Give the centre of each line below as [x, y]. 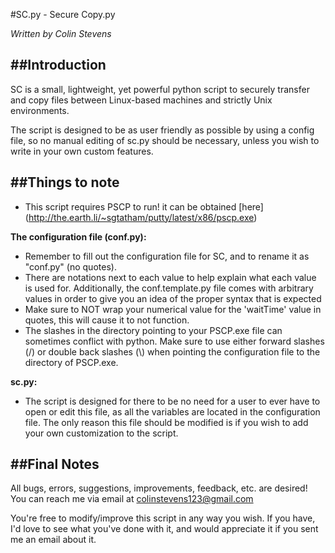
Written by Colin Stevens [61, 33]
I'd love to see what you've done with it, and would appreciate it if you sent [164, 529]
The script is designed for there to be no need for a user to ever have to [172, 401]
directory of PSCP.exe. [71, 362]
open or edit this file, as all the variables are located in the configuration [172, 411]
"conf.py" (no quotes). [70, 266]
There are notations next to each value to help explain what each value [170, 277]
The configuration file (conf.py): [78, 236]
